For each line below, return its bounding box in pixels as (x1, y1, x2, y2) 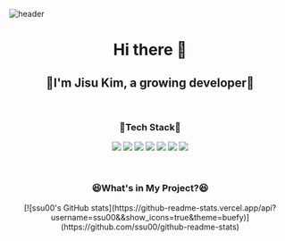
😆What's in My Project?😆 (91, 182, 209, 195)
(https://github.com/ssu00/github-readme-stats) (61, 221, 239, 232)
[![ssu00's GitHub (23, 202, 89, 213)
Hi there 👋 (113, 40, 188, 60)
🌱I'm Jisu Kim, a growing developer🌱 (46, 75, 255, 90)
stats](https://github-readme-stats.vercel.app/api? (90, 202, 277, 213)
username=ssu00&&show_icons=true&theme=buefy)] (50, 212, 250, 222)
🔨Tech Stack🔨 (119, 120, 181, 133)
